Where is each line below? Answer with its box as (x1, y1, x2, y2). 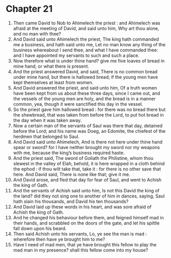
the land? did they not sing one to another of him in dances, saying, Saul (13, 193, 165, 199)
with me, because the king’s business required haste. (13, 150, 125, 156)
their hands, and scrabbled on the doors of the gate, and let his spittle (13, 220, 160, 226)
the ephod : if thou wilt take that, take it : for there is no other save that (13, 166, 161, 172)
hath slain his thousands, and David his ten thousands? (13, 198, 129, 204)
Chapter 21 (6, 3, 53, 15)
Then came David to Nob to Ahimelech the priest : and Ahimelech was (13, 20, 161, 26)
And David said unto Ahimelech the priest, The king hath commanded (13, 36, 159, 42)
